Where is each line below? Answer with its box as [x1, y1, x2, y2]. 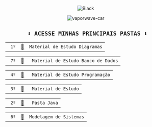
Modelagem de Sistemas [29, 114, 84, 119]
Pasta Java [32, 99, 59, 106]
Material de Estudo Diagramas [29, 43, 103, 49]
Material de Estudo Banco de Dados [32, 58, 118, 63]
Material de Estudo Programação [32, 71, 111, 78]
